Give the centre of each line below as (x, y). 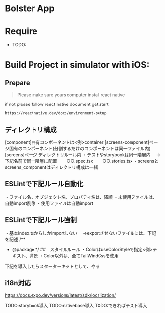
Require (21, 31)
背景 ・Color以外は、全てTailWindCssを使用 (74, 256)
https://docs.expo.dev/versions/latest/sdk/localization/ (61, 295)
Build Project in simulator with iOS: (77, 65)
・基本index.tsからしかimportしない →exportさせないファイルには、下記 (81, 233)
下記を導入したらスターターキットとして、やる (52, 266)
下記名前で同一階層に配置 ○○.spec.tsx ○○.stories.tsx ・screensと (82, 161)
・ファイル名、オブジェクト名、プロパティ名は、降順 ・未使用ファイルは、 (81, 197)
